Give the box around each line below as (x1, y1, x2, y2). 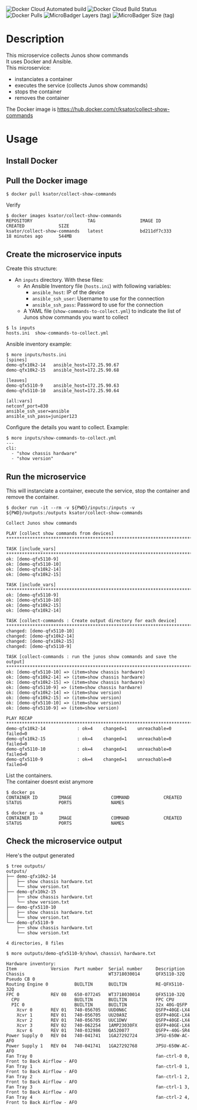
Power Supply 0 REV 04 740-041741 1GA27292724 (6, 1033, 138, 1038)
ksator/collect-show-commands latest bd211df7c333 (6, 228, 172, 234)
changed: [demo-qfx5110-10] (6, 628, 75, 634)
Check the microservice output (6, 836, 122, 846)
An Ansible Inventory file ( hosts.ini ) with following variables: (23, 282, 172, 290)
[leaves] (6, 377, 28, 384)
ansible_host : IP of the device (32, 289, 105, 296)
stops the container (14, 88, 62, 95)
